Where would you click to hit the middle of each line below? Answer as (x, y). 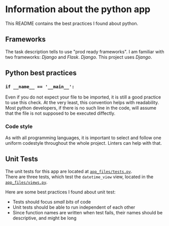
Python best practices (41, 73)
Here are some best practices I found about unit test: (60, 192)
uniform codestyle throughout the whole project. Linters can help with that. (84, 143)
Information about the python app (78, 9)
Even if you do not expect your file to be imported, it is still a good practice (83, 97)
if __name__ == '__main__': (40, 87)
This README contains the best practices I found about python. (72, 23)
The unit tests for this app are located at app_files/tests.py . (69, 171)
